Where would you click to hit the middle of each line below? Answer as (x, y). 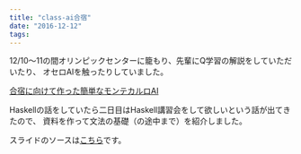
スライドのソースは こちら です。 (68, 141)
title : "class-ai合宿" (50, 17)
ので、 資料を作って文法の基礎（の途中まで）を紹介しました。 (132, 121)
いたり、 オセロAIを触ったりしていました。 (89, 72)
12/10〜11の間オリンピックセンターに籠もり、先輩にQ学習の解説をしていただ (150, 61)
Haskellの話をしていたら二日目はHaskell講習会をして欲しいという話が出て (146, 110)
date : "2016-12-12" (46, 26)
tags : (19, 34)
